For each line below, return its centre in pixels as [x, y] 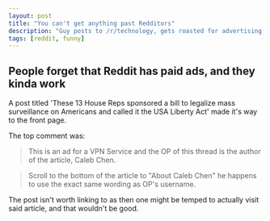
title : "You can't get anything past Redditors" [92, 23]
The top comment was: [47, 136]
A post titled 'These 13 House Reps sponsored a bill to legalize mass [122, 103]
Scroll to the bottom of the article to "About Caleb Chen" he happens [142, 176]
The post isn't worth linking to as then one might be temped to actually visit [134, 200]
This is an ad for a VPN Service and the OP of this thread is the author [144, 152]
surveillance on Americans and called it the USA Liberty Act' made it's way [133, 112]
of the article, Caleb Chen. [72, 160]
